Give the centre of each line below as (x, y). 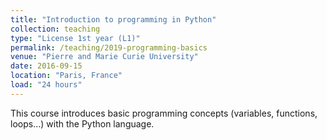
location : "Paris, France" (66, 76)
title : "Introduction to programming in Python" (113, 19)
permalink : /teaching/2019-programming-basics (109, 47)
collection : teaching (55, 29)
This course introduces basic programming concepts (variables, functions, (164, 113)
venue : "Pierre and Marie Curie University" (104, 57)
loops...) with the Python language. (82, 123)
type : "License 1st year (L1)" (75, 38)
